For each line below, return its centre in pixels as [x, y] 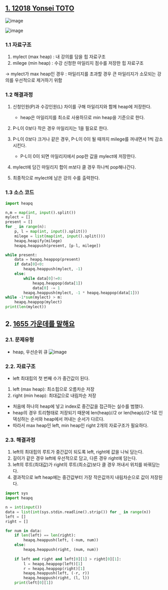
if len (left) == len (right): [45, 536]
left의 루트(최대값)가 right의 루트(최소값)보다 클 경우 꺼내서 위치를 [77, 465]
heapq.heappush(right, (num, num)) [61, 550]
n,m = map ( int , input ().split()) [41, 213]
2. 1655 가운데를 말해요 [40, 324]
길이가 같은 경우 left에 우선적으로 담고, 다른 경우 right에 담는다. [75, 458]
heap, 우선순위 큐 [30, 352]
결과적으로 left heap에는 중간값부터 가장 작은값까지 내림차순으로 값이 [81, 477]
